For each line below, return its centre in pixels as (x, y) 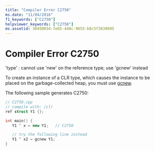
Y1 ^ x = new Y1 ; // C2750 (43, 125)
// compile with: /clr (29, 107)
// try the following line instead (49, 135)
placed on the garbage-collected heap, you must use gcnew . (69, 83)
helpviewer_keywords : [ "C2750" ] (39, 24)
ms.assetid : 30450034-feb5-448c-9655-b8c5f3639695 (60, 29)
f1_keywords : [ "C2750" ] (30, 19)
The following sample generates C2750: (47, 93)
